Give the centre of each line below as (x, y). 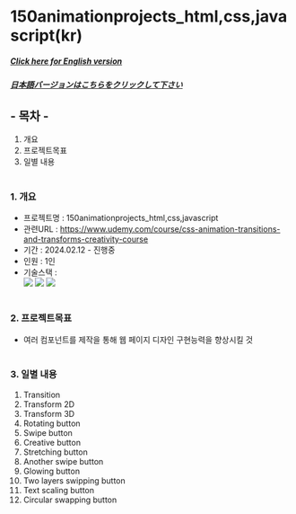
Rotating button (52, 423)
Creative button (52, 442)
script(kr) (47, 35)
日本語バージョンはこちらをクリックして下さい (96, 85)
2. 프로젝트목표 (41, 318)
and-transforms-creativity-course (86, 239)
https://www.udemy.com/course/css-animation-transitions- (170, 229)
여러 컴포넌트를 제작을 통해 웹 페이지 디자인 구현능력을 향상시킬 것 (138, 340)
